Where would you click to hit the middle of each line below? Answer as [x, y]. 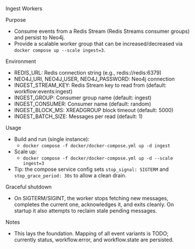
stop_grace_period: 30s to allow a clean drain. [70, 175]
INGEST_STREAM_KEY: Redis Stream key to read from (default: [90, 85]
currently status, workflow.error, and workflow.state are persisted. [94, 240]
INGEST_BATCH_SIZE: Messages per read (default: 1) [78, 116]
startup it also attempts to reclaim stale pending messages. [85, 211]
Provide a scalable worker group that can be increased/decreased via [98, 44]
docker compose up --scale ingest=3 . [60, 50]
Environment [21, 61]
